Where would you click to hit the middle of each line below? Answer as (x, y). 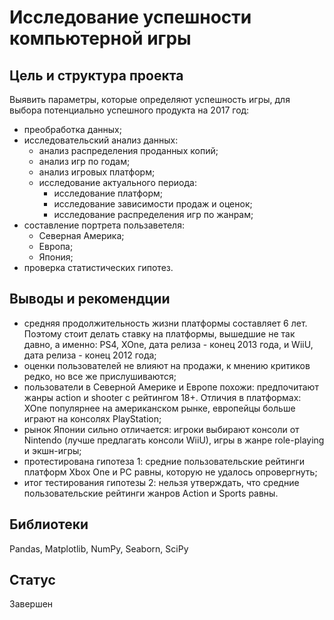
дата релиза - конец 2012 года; (90, 355)
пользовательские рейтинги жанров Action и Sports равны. (151, 493)
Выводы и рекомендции (90, 299)
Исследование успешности (130, 17)
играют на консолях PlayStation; (92, 418)
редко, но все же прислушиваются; (100, 376)
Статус (32, 580)
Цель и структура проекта (96, 75)
